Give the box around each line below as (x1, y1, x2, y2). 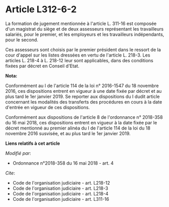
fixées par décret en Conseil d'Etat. (5, 63, 80, 69)
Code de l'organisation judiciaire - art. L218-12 (12, 179, 110, 186)
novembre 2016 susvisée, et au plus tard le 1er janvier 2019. (5, 130, 131, 136)
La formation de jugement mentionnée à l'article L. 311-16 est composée (5, 20, 157, 27)
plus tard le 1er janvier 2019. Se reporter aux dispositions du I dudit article (5, 93, 160, 99)
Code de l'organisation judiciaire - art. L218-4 (12, 190, 109, 197)
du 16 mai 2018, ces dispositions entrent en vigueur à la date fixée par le (5, 119, 157, 125)
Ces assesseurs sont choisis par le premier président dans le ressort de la (5, 46, 161, 53)
